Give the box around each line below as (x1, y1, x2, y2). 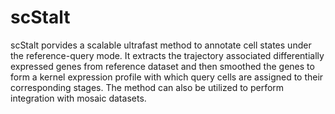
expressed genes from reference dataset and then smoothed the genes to (10, 60, 315, 72)
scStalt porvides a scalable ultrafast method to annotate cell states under (10, 39, 312, 51)
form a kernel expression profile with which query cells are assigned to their (10, 71, 324, 83)
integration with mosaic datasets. (10, 92, 147, 104)
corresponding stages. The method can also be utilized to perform (10, 81, 285, 93)
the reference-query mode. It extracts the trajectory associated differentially (10, 49, 325, 61)
